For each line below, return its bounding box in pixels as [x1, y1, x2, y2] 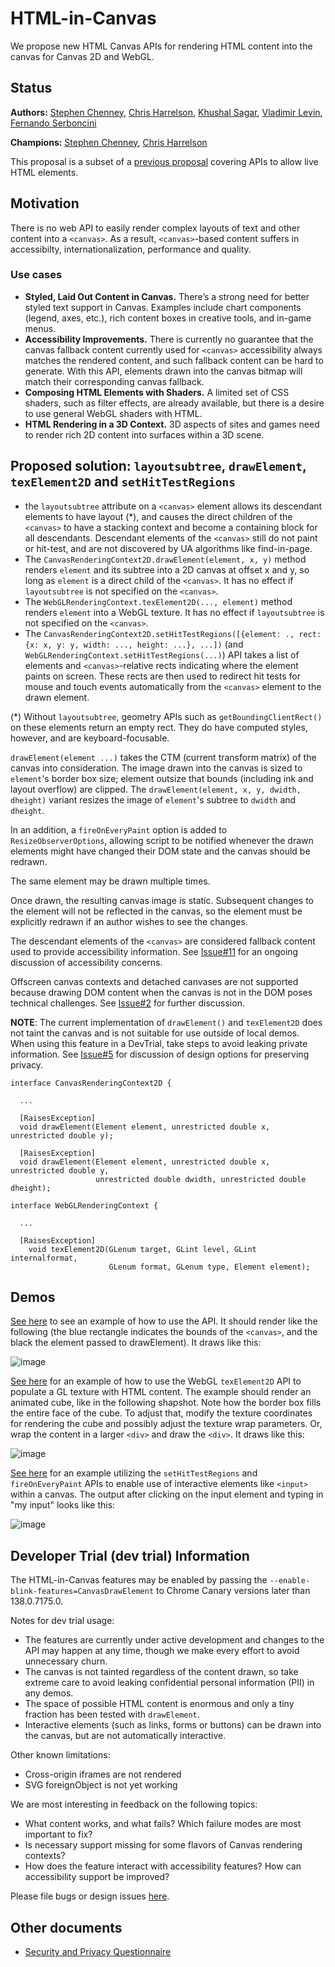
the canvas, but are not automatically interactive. [24, 1730, 227, 1742]
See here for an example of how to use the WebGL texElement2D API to [10, 1375, 302, 1387]
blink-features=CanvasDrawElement [10, 1587, 155, 1597]
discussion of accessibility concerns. [10, 956, 163, 968]
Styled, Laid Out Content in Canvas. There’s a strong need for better [24, 290, 310, 302]
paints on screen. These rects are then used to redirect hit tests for [24, 670, 301, 682]
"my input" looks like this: [10, 1499, 116, 1511]
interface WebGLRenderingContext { [10, 1200, 159, 1211]
